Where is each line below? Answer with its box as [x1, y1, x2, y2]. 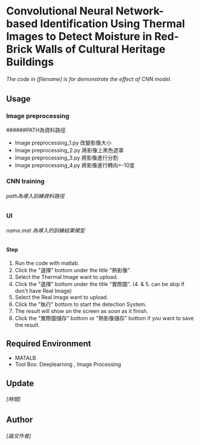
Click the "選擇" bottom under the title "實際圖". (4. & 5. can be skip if [14, 280, 185, 287]
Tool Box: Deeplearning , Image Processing [14, 361, 121, 368]
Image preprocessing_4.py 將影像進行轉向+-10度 [14, 161, 135, 169]
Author [6, 415, 33, 425]
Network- [115, 4, 164, 18]
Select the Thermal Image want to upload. [14, 273, 118, 280]
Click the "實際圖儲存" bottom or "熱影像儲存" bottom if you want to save [14, 314, 194, 321]
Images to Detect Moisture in [6, 30, 152, 43]
